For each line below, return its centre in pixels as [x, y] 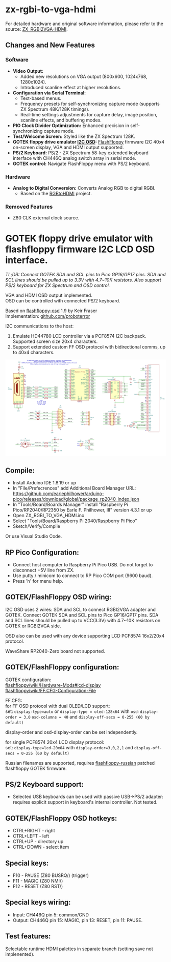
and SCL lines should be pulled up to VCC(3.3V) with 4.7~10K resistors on [83, 620]
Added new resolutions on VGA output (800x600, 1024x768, [84, 76]
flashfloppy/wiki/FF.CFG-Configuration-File [51, 690]
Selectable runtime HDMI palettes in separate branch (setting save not [79, 949]
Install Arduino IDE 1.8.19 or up [44, 483]
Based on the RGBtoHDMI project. [56, 193]
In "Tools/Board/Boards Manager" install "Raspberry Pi [70, 505]
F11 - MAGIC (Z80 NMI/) [38, 881]
